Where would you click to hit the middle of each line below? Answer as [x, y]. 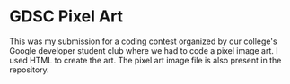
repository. [29, 70]
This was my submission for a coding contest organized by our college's [143, 41]
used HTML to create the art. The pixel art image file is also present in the [145, 60]
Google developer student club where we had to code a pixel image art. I [144, 50]
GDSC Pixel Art [66, 17]
